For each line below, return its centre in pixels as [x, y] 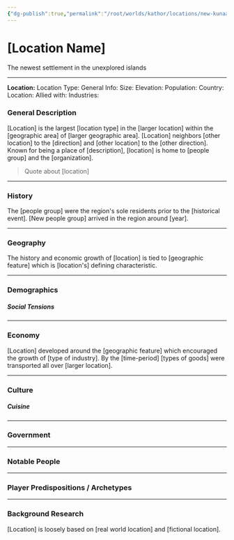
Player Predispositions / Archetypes [70, 488]
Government [29, 435]
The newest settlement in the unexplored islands [77, 68]
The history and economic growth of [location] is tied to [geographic [106, 258]
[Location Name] [56, 48]
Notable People [34, 461]
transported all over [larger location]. [60, 365]
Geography [27, 243]
